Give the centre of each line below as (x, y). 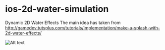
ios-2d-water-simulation (57, 9)
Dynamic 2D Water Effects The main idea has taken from (63, 23)
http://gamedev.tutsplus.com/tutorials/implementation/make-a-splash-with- (82, 27)
